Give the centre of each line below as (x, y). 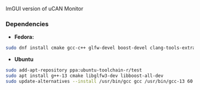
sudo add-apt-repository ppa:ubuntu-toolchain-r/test (74, 70)
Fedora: (24, 37)
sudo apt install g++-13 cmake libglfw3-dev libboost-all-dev (84, 76)
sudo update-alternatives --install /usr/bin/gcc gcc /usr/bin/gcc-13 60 (99, 81)
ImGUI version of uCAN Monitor (44, 9)
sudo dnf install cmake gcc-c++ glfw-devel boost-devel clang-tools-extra (101, 48)
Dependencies (27, 24)
